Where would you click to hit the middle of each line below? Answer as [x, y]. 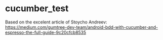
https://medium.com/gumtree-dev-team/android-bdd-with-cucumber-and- [81, 27]
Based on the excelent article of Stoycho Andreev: [56, 22]
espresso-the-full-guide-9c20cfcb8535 [46, 32]
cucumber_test [37, 9]
